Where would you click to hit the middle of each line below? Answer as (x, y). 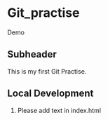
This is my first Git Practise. (47, 71)
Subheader (32, 54)
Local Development (50, 94)
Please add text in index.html (59, 110)
